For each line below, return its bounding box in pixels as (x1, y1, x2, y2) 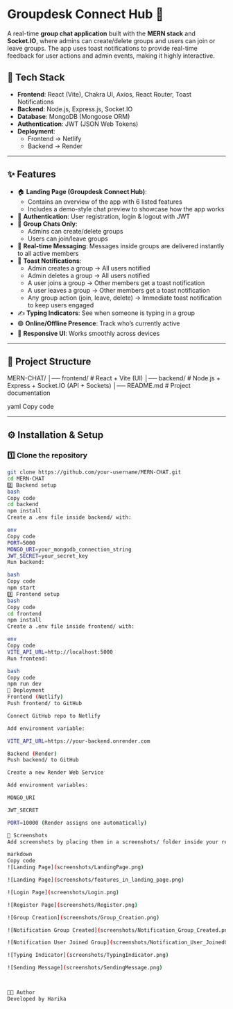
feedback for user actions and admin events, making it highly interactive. (7, 51, 215, 60)
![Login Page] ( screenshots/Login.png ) (7, 889, 119, 896)
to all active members (17, 249, 79, 257)
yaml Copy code (7, 403, 54, 411)
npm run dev (7, 681, 42, 688)
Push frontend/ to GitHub (7, 700, 82, 707)
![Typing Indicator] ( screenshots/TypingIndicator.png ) (7, 952, 169, 959)
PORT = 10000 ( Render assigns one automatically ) (7, 819, 148, 826)
